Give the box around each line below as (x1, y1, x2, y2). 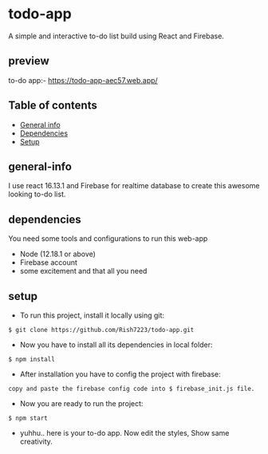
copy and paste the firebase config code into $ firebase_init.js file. (8, 385, 255, 393)
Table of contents (8, 99, 97, 113)
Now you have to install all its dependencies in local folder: (19, 340, 213, 349)
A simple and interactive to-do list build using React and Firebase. (8, 31, 225, 41)
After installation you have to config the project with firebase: (19, 369, 221, 379)
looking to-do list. (8, 189, 66, 199)
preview (8, 54, 49, 68)
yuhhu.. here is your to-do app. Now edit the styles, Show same (19, 428, 230, 437)
